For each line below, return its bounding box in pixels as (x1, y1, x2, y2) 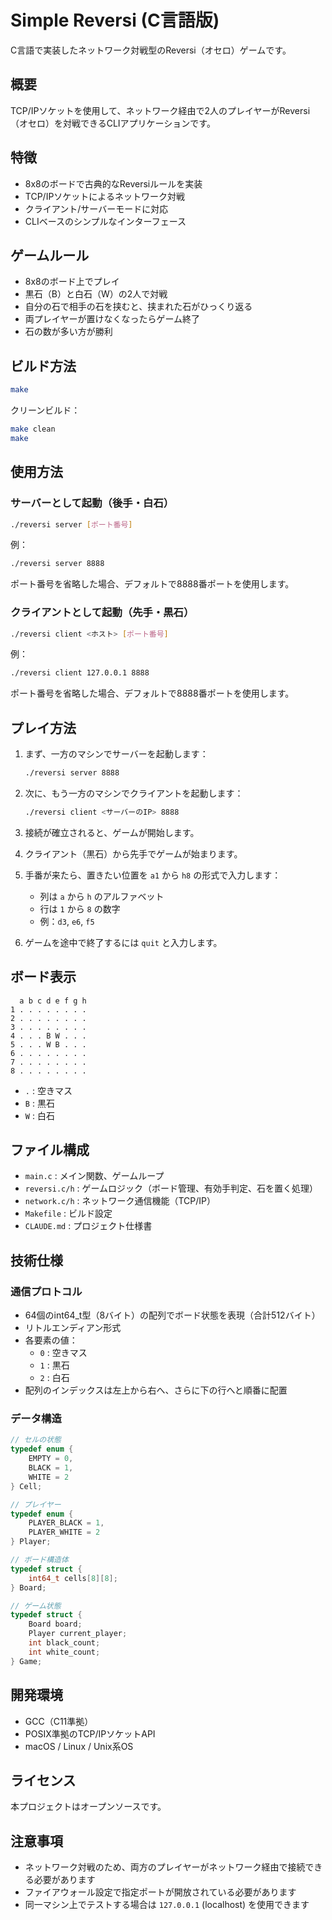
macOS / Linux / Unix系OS (24, 1740, 134, 1752)
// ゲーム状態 (10, 1601, 62, 1611)
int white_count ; (28, 1647, 101, 1657)
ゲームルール (10, 247, 90, 264)
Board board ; (28, 1619, 83, 1630)
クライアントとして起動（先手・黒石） (10, 606, 195, 620)
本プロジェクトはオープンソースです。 (10, 1801, 167, 1813)
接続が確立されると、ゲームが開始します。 (24, 826, 200, 838)
